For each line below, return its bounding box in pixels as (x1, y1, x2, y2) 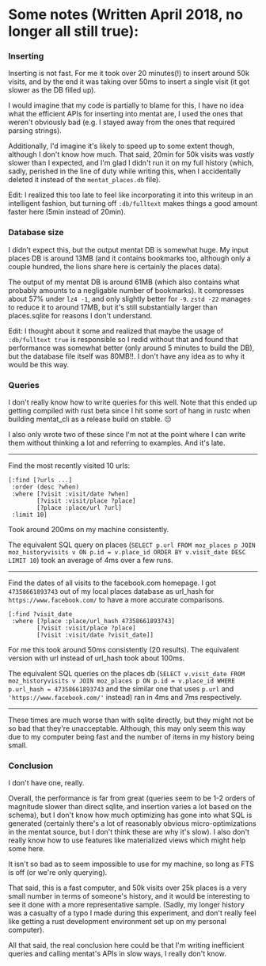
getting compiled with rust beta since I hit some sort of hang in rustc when (8, 406, 251, 416)
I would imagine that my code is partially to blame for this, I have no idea (8, 101, 244, 110)
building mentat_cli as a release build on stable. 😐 (8, 414, 172, 424)
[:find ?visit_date (8, 610, 73, 618)
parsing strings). (8, 126, 62, 135)
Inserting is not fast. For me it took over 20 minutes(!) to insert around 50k (8, 69, 249, 78)
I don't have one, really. (8, 778, 85, 788)
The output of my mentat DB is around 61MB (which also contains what (8, 277, 240, 287)
